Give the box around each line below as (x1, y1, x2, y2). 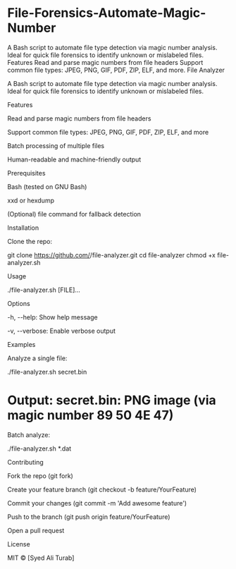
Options (7, 299, 30, 307)
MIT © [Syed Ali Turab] (7, 553, 75, 562)
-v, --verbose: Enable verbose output (7, 326, 116, 335)
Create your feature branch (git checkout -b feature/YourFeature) (7, 485, 197, 494)
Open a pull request (7, 526, 65, 534)
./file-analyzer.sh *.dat (7, 444, 72, 453)
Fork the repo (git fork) (7, 471, 74, 480)
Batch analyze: (7, 430, 51, 439)
